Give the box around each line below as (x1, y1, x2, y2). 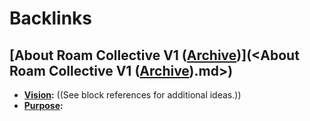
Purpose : (23, 100, 64, 111)
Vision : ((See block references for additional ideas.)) (23, 89, 242, 101)
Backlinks (9, 7, 93, 30)
